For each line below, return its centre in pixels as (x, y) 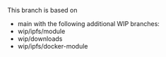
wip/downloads (40, 39)
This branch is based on (42, 10)
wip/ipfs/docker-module (53, 46)
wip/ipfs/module (41, 31)
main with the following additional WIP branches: (89, 24)
